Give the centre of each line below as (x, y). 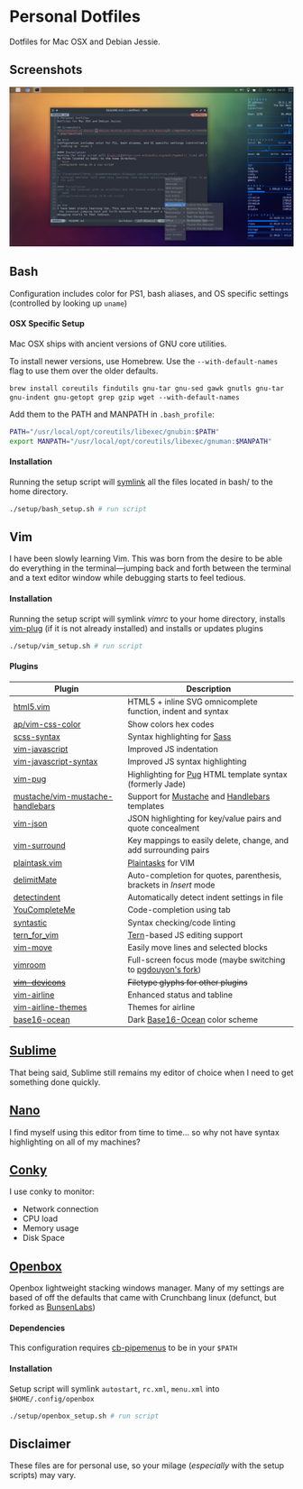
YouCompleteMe (44, 910)
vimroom (30, 965)
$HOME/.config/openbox (52, 1399)
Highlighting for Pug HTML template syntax (207, 774)
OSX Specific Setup (47, 324)
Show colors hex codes (171, 724)
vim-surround (39, 845)
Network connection (60, 1209)
